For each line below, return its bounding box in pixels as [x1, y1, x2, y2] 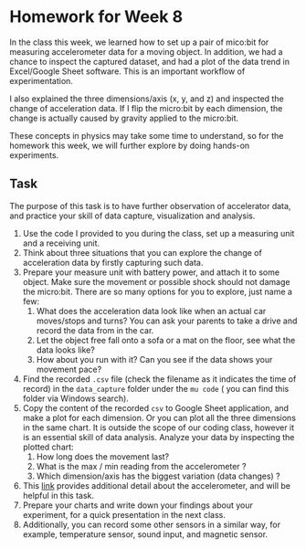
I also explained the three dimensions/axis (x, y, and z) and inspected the [9, 93, 285, 104]
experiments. [9, 149, 59, 161]
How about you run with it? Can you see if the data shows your [36, 354, 273, 364]
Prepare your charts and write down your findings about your [22, 500, 253, 511]
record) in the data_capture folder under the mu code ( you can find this [22, 383, 290, 394]
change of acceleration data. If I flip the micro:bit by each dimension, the [9, 102, 283, 113]
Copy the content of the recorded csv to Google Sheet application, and [22, 402, 290, 413]
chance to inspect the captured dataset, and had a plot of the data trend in [9, 56, 290, 67]
